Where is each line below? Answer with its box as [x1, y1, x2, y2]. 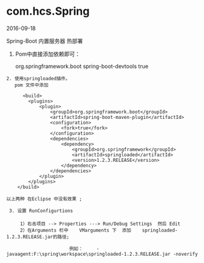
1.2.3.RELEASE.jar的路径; [6, 234, 70, 240]
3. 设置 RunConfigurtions [9, 207, 73, 214]
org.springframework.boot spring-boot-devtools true [15, 63, 148, 70]
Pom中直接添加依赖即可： [15, 50, 81, 58]
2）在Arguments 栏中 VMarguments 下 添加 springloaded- [20, 227, 178, 234]
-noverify [173, 251, 199, 257]
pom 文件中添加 [14, 82, 49, 88]
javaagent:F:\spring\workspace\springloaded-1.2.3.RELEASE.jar [6, 251, 171, 257]
